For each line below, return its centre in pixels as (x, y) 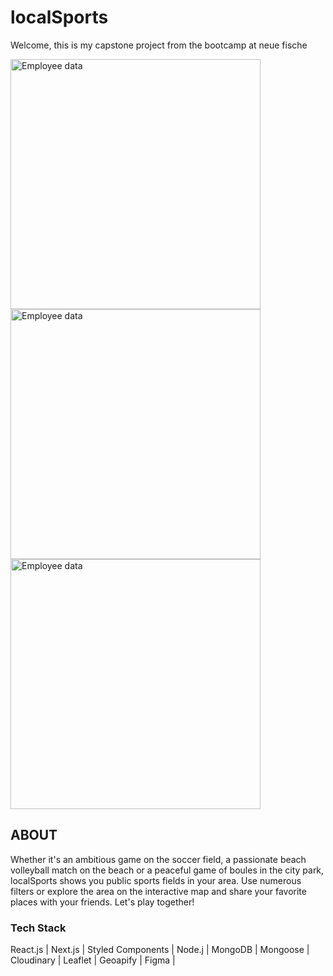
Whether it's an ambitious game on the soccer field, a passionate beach (158, 859)
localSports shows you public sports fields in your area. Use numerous (156, 880)
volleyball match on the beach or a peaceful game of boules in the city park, (167, 870)
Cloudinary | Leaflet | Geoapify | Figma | (93, 960)
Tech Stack (38, 928)
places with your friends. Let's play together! (102, 902)
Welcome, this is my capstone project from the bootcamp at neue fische (159, 45)
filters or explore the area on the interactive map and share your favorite (158, 891)
